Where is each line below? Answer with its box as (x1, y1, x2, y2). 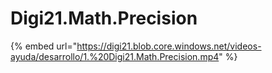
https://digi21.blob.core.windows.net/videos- (76, 40, 262, 52)
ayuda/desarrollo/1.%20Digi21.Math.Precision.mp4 (10, 50, 220, 62)
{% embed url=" (10, 40, 78, 52)
